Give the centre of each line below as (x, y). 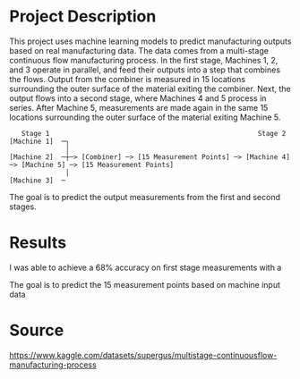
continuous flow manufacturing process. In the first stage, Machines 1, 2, (144, 60)
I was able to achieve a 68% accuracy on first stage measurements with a (146, 267)
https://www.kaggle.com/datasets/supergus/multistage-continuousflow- (143, 355)
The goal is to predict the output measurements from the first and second (145, 197)
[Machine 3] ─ (38, 181)
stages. (23, 206)
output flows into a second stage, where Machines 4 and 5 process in (138, 98)
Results (38, 243)
